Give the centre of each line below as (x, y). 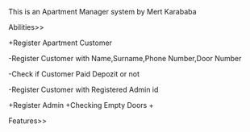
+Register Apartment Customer (60, 43)
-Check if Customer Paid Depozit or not (74, 74)
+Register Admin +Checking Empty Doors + (81, 105)
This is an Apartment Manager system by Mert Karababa (102, 12)
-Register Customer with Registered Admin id (83, 89)
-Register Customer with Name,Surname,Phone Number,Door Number (125, 58)
